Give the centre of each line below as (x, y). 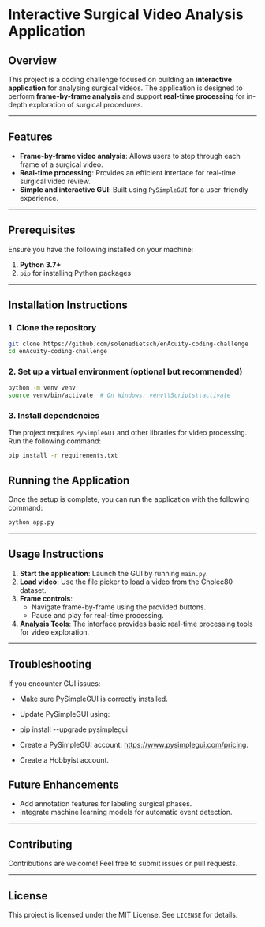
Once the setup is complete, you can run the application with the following (129, 499)
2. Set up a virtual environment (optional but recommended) (125, 371)
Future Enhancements (64, 784)
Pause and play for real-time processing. (97, 615)
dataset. (33, 590)
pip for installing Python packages (75, 273)
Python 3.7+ (40, 264)
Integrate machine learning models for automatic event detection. (126, 812)
